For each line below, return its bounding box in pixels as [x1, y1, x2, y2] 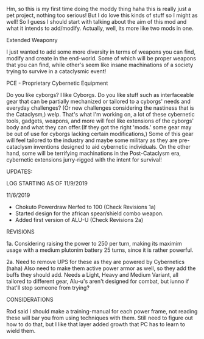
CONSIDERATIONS [6, 296, 54, 303]
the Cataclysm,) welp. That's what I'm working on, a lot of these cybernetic [6, 111, 195, 118]
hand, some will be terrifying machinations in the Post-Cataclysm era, [6, 149, 181, 157]
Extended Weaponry [6, 37, 58, 43]
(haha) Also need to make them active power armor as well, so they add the [6, 265, 196, 272]
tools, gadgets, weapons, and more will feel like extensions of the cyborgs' [6, 117, 194, 124]
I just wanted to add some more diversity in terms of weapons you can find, [6, 48, 196, 55]
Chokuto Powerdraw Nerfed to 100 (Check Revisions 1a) [15, 204, 157, 210]
